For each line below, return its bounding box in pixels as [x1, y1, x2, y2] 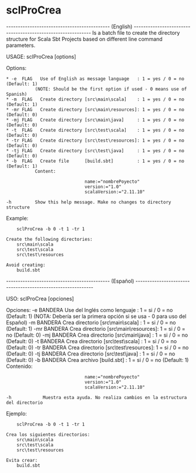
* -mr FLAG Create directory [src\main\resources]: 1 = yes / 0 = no [6, 106, 184, 112]
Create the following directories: [6, 236, 93, 242]
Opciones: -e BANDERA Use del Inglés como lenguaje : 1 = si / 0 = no [6, 306, 173, 313]
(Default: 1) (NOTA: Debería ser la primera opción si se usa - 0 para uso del [6, 313, 187, 320]
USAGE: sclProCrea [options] [6, 53, 76, 60]
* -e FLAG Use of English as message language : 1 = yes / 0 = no [6, 76, 184, 82]
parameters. [6, 42, 36, 49]
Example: [6, 214, 29, 222]
